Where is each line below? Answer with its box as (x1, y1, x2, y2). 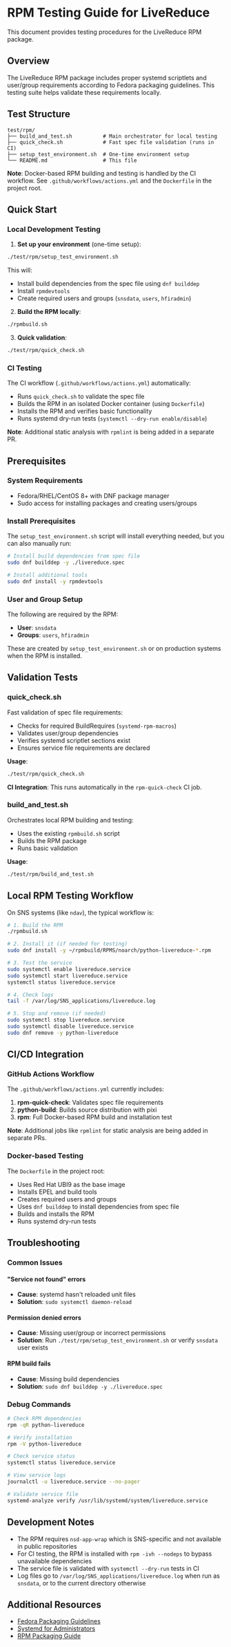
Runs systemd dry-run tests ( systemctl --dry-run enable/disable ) (17, 414, 208, 423)
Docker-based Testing (7, 1151, 84, 1161)
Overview (7, 55, 50, 67)
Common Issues (7, 1258, 63, 1267)
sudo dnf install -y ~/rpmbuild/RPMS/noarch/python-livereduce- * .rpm (7, 947, 212, 954)
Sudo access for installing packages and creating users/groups (17, 499, 198, 507)
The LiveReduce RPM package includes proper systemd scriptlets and (7, 73, 207, 82)
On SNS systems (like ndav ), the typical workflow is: (7, 908, 154, 917)
